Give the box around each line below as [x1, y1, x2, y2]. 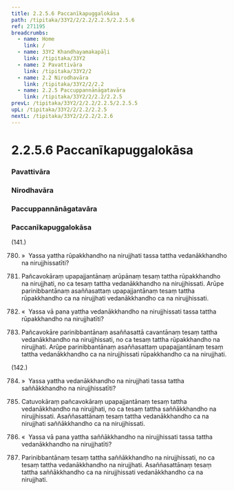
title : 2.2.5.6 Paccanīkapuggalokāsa [11, 10, 120, 17]
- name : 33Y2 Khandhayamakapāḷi [17, 49, 111, 56]
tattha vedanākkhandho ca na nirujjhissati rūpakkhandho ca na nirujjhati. [21, 349, 227, 358]
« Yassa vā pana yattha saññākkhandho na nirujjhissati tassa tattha [21, 432, 213, 441]
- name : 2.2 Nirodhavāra [17, 74, 89, 81]
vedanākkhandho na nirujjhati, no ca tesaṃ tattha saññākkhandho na [21, 405, 217, 413]
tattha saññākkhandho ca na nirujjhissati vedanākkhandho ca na [21, 468, 204, 476]
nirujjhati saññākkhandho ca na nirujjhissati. [21, 419, 145, 427]
